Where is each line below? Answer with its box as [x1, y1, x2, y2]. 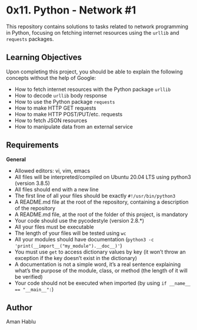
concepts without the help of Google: [6, 74, 96, 81]
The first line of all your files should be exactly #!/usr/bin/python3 [14, 192, 176, 199]
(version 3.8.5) [14, 180, 50, 187]
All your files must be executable [14, 223, 94, 230]
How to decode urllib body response [14, 92, 107, 99]
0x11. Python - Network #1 [6, 4, 136, 17]
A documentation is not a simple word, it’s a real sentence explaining [14, 261, 181, 268]
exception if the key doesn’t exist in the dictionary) [14, 254, 137, 261]
